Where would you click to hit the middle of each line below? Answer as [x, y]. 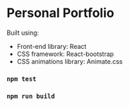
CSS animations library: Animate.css [70, 61]
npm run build [31, 96]
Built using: [23, 33]
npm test [22, 79]
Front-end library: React [52, 46]
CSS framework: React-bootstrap [65, 54]
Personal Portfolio [60, 13]
